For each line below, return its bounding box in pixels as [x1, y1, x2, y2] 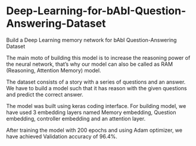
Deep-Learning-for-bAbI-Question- [6, 4, 186, 18]
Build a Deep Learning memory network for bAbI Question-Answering [6, 36, 177, 43]
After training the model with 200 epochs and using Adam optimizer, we [6, 126, 183, 134]
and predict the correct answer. [6, 91, 83, 98]
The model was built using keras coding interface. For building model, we [6, 102, 186, 109]
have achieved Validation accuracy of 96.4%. [6, 132, 117, 140]
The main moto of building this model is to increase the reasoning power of [6, 54, 191, 61]
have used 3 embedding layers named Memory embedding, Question [6, 109, 176, 116]
